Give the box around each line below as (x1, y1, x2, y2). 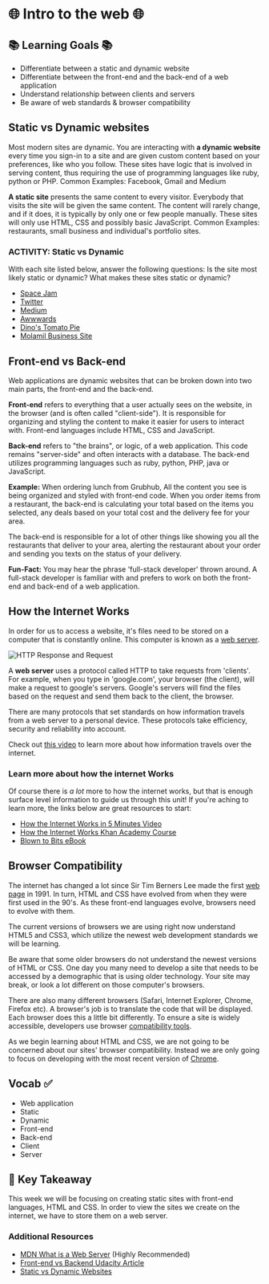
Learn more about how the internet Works (8, 768, 175, 779)
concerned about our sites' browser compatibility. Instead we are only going (8, 1045, 260, 1054)
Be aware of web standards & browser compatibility (19, 98, 191, 107)
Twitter (19, 297, 44, 307)
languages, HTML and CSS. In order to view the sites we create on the (8, 1202, 240, 1213)
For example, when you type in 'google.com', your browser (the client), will (8, 674, 255, 683)
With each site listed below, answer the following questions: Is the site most (8, 264, 258, 274)
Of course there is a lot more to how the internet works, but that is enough (8, 786, 254, 796)
